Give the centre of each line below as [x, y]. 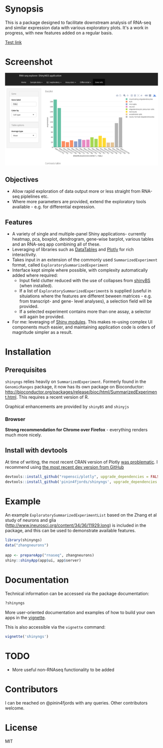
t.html [11, 397]
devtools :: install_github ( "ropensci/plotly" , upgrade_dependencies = [77, 477]
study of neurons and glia [31, 520]
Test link [13, 42]
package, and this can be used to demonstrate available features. [70, 530]
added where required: [35, 275]
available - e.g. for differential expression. [54, 207]
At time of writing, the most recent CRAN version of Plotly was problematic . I [81, 462]
